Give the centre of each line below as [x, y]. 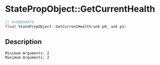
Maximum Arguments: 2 [27, 57]
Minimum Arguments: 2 [27, 53]
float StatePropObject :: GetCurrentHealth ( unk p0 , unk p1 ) [66, 26]
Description [23, 42]
